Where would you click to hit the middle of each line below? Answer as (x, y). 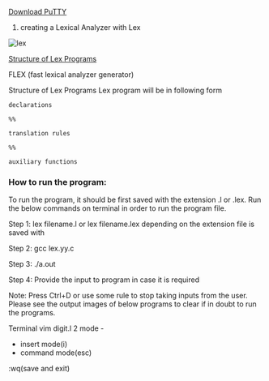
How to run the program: (58, 182)
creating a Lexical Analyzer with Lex (80, 27)
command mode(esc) (56, 353)
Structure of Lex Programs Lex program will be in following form (115, 90)
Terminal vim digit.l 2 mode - (56, 328)
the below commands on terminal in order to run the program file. (117, 208)
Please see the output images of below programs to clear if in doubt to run (132, 304)
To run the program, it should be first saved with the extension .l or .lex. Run (135, 200)
